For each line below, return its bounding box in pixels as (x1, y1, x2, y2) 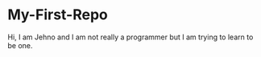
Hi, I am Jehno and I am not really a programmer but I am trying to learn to (7, 32, 254, 42)
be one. (7, 40, 33, 50)
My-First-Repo (7, 6, 108, 24)
